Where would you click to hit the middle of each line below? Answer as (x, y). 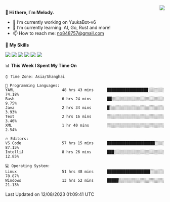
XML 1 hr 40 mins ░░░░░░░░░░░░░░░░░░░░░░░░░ (85, 126)
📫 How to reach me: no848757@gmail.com (58, 33)
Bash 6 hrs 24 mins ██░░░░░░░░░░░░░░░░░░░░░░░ (85, 99)
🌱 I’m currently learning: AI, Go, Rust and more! (61, 28)
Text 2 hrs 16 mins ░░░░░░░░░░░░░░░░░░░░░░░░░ (85, 116)
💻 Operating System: (28, 166)
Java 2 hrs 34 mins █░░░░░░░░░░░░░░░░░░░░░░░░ (85, 108)
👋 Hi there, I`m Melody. (30, 12)
